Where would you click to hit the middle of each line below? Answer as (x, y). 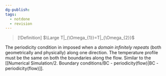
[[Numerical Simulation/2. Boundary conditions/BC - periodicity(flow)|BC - (82, 63)
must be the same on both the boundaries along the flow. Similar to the (78, 58)
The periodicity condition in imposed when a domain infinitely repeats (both (83, 47)
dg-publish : (17, 10)
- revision (21, 24)
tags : (11, 14)
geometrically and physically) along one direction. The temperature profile (82, 53)
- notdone (20, 19)
